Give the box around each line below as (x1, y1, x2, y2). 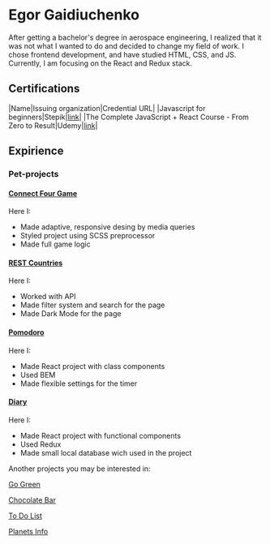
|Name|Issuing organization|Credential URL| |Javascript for (8, 103, 206, 113)
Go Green (8, 479, 41, 489)
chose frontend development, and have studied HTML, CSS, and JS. (8, 49, 237, 59)
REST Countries (8, 258, 63, 268)
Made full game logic (19, 239, 91, 249)
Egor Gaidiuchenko (8, 6, 140, 24)
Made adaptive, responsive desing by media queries (19, 222, 195, 232)
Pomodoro (8, 328, 45, 337)
